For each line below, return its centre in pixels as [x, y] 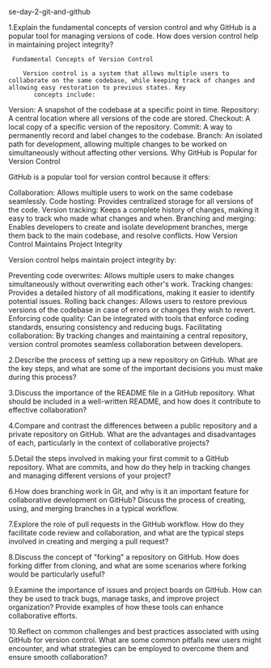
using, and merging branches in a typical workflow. [93, 508]
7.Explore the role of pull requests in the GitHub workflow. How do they [126, 524]
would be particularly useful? [57, 574]
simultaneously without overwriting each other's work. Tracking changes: [131, 284]
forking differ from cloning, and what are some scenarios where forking [127, 566]
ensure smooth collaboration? [58, 657]
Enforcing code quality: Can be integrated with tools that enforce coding [129, 318]
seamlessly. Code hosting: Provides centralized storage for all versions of [131, 201]
